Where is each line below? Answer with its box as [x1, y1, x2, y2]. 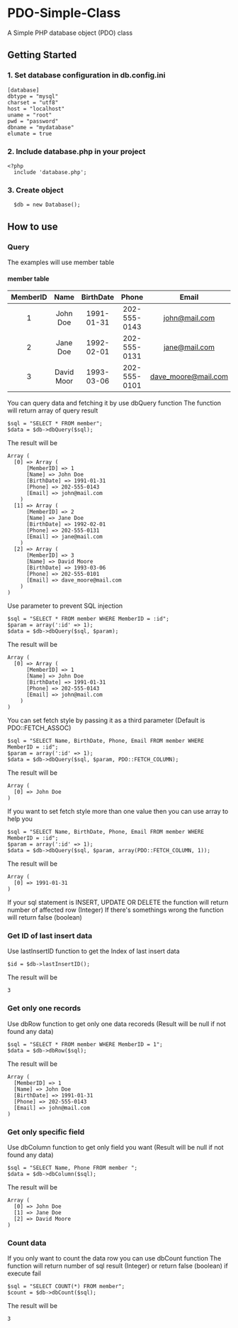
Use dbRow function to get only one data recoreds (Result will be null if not [7, 1019, 227, 1028]
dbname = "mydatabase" [7, 124, 74, 131]
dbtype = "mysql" [7, 92, 59, 100]
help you [7, 815, 33, 823]
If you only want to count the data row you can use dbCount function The [7, 1254, 222, 1263]
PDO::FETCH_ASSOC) [7, 724, 72, 732]
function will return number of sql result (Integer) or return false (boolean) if [7, 1262, 228, 1270]
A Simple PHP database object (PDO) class [7, 28, 133, 37]
